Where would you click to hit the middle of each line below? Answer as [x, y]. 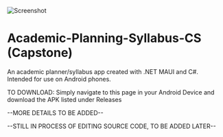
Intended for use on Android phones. [59, 79]
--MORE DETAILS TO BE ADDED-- [56, 112]
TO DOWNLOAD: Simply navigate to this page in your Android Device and [111, 92]
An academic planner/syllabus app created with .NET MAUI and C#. [103, 71]
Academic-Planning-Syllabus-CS [104, 38]
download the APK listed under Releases [64, 99]
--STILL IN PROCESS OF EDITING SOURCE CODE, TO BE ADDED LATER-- [111, 126]
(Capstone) [40, 53]
